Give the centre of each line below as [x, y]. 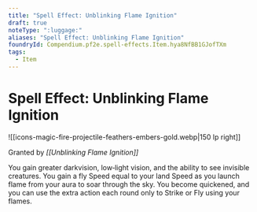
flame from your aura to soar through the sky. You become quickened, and [129, 184]
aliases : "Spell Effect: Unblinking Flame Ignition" [96, 37]
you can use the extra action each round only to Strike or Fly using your [124, 192]
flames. [20, 201]
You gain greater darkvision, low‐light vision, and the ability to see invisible [129, 167]
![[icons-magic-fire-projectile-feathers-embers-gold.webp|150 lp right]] [125, 137]
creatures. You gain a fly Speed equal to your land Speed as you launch [124, 176]
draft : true [28, 23]
